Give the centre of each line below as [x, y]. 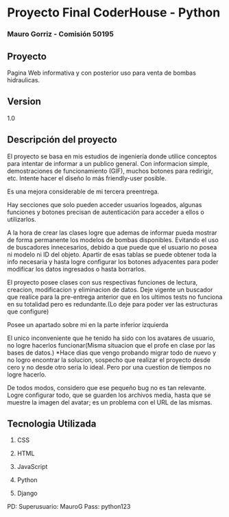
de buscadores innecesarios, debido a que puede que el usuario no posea [112, 247]
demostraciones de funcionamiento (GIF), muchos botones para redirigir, [110, 171]
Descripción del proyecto [62, 140]
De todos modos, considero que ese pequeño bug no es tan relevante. [107, 387]
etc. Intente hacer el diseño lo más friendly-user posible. [87, 178]
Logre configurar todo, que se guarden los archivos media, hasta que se [109, 395]
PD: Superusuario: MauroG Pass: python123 [69, 507]
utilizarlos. [22, 219]
